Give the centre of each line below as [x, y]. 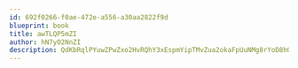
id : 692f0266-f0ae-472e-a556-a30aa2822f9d [89, 17]
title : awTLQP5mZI [43, 34]
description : [33, 50]
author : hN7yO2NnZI [45, 42]
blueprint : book [39, 26]
